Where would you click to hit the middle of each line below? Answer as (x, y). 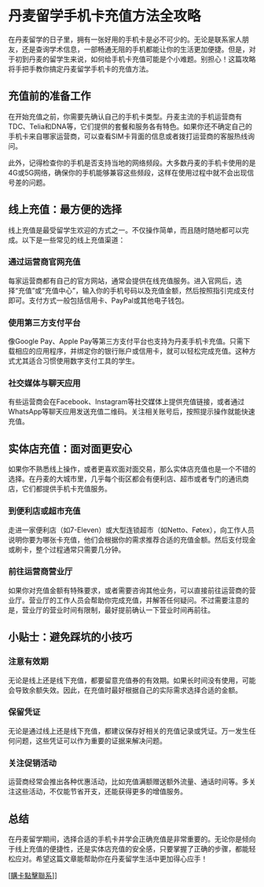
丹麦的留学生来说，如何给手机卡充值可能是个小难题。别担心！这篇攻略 (142, 59)
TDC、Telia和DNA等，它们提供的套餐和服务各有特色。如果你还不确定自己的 (130, 126)
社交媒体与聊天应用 (44, 384)
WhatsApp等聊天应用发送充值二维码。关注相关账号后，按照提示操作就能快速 (132, 412)
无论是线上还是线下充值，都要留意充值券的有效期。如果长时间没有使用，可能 (132, 680)
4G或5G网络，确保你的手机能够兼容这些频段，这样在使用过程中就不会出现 (128, 172)
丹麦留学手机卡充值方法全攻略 (105, 16)
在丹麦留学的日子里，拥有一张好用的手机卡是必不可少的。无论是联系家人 (125, 39)
